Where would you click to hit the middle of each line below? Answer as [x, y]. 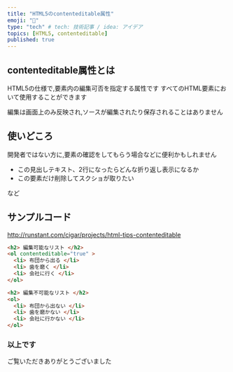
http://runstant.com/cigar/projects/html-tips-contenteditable [94, 234]
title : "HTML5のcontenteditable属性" [61, 14]
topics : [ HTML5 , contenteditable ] [58, 33]
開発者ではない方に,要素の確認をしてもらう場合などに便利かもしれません [112, 154]
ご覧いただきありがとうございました [59, 361]
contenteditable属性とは [61, 70]
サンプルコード [39, 217]
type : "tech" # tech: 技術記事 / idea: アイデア [75, 27]
